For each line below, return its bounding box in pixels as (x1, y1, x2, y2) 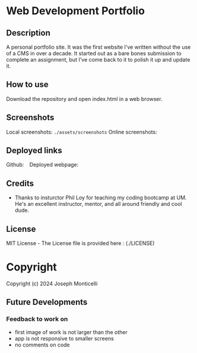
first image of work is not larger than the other (14, 328, 128, 336)
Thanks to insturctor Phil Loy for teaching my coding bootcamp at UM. (14, 194, 187, 201)
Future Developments (6, 297, 88, 307)
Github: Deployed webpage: (6, 161, 79, 168)
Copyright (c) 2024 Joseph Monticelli (6, 280, 98, 287)
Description (6, 28, 50, 38)
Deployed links (6, 145, 62, 155)
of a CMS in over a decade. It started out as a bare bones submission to (6, 50, 182, 57)
